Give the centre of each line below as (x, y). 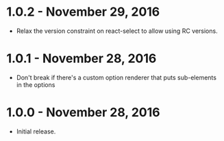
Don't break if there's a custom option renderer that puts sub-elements (116, 77)
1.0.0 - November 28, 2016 (83, 113)
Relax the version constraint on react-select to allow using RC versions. (117, 31)
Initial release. (36, 131)
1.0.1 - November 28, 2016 (82, 59)
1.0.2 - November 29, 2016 (83, 12)
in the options (36, 85)
